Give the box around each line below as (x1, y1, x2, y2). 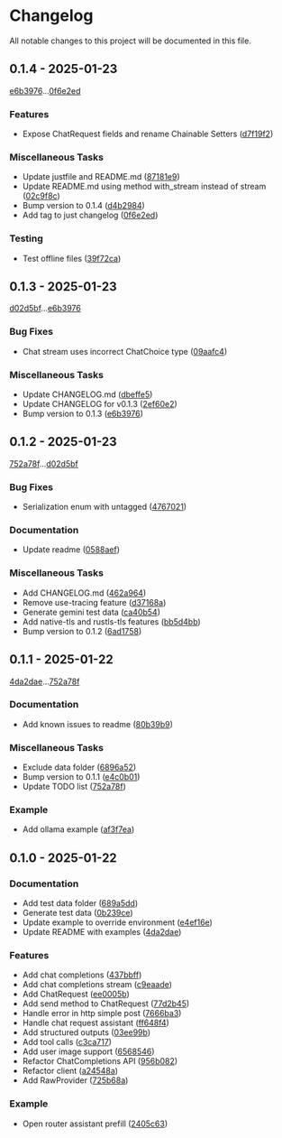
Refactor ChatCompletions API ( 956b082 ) (22, 1056, 178, 1067)
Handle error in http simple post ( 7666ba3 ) (22, 1008, 182, 1019)
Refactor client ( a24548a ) (22, 1066, 119, 1077)
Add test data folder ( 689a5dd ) (22, 898, 138, 909)
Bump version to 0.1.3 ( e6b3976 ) (22, 408, 144, 420)
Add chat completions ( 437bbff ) (22, 969, 142, 980)
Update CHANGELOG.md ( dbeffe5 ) (22, 389, 153, 400)
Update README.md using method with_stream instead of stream (22, 181, 267, 192)
